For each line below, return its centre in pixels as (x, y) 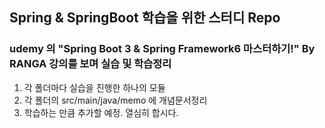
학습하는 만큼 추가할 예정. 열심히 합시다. (101, 112)
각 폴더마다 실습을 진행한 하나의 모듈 (94, 87)
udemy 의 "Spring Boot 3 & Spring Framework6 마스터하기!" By (162, 49)
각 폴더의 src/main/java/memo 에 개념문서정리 (115, 100)
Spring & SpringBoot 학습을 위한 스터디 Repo (145, 18)
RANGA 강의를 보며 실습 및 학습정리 (90, 64)
